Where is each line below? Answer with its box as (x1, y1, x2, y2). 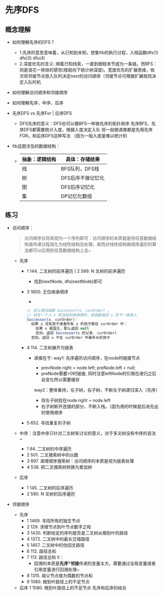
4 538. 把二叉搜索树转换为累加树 (26, 464, 92, 470)
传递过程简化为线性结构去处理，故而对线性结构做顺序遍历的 (33, 241, 152, 247)
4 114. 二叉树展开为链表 (26, 344, 74, 350)
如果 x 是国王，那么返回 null (36, 326, 90, 331)
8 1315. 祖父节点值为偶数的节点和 (26, 573, 93, 578)
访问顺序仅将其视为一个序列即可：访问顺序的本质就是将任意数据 (24, 235, 152, 241)
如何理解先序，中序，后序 (12, 100, 64, 105)
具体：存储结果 (65, 156, 100, 162)
